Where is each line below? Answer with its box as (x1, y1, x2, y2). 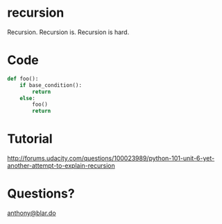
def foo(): (7, 75, 39, 82)
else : (19, 95, 36, 102)
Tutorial (7, 131, 53, 147)
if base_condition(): (19, 81, 82, 88)
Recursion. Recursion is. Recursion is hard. (7, 28, 130, 36)
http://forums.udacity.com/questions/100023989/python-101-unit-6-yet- (7, 154, 215, 163)
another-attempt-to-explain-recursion (7, 161, 116, 170)
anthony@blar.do (7, 209, 57, 217)
